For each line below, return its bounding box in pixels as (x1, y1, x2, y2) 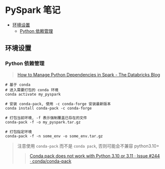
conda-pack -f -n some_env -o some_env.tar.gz (5, 133, 103, 139)
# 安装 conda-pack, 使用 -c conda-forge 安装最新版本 (5, 101, 111, 107)
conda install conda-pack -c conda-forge (5, 106, 92, 111)
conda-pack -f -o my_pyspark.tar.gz (5, 119, 81, 124)
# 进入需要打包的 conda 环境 (5, 87, 58, 92)
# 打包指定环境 (5, 129, 32, 134)
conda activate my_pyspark (5, 92, 61, 97)
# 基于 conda (5, 82, 31, 87)
